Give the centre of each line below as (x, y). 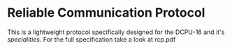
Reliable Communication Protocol (106, 13)
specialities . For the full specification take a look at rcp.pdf (92, 39)
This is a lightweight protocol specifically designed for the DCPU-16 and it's (116, 32)
